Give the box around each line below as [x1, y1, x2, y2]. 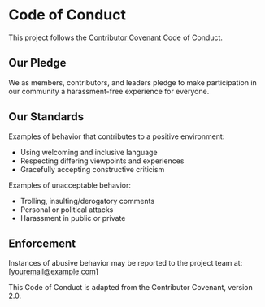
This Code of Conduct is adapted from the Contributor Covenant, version [8, 283, 254, 292]
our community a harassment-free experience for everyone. [8, 86, 210, 96]
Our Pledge [8, 56, 67, 70]
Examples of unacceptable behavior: [8, 180, 132, 190]
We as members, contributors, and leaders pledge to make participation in [8, 77, 258, 87]
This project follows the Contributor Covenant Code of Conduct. [8, 32, 224, 42]
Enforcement [8, 236, 76, 250]
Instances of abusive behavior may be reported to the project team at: [8, 258, 243, 268]
